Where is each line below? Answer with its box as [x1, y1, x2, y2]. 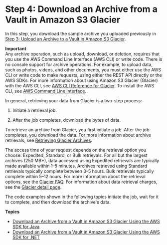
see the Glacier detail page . [5, 184, 62, 190]
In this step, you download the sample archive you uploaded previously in [5, 30, 156, 36]
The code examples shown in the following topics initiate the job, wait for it [5, 194, 159, 200]
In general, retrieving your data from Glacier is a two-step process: [5, 97, 142, 103]
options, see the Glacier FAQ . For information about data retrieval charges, [5, 179, 158, 185]
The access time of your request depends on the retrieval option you [5, 147, 147, 153]
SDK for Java [12, 224, 40, 230]
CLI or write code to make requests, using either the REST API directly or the [5, 72, 162, 78]
